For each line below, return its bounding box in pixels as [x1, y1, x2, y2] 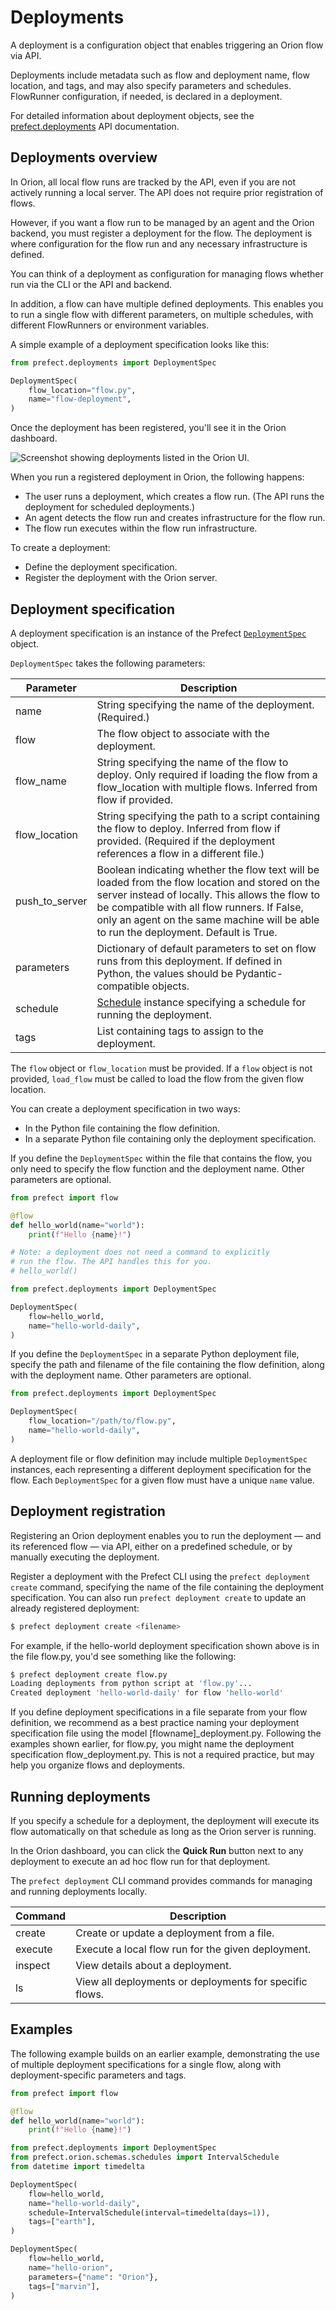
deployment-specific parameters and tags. [10, 2069, 187, 2081]
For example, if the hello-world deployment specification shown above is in [10, 1639, 320, 1651]
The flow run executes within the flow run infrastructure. [24, 522, 258, 535]
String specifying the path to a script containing [96, 809, 320, 823]
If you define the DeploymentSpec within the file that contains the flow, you [10, 1152, 312, 1164]
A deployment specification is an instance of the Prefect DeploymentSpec [10, 627, 307, 639]
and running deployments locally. [10, 1885, 147, 1897]
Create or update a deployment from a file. [75, 1926, 275, 1940]
